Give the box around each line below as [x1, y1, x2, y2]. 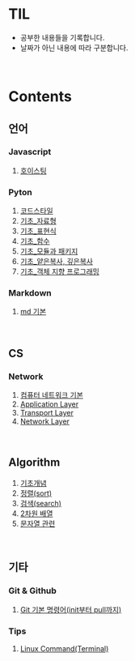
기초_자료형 [19, 216, 57, 226]
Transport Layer [19, 408, 74, 418]
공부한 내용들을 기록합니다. [19, 32, 105, 42]
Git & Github [8, 585, 57, 596]
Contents [8, 87, 73, 106]
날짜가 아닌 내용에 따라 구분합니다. [19, 42, 129, 53]
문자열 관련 [19, 518, 56, 528]
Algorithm [8, 455, 61, 470]
